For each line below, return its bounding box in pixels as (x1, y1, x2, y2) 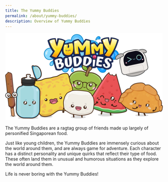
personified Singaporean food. (5, 130, 68, 136)
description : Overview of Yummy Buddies (5, 18, 91, 23)
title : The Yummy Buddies (5, 8, 59, 13)
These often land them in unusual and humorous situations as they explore (5, 155, 159, 162)
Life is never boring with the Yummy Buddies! (5, 170, 99, 177)
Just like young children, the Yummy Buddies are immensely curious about (5, 140, 159, 146)
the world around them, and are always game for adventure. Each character (5, 145, 161, 151)
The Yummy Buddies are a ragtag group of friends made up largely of (5, 125, 148, 131)
